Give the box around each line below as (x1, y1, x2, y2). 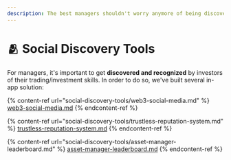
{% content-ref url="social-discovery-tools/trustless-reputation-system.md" (7, 117, 224, 125)
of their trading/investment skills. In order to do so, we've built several (7, 76, 205, 84)
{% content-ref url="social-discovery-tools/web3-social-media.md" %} (7, 96, 210, 104)
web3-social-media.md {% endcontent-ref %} (7, 104, 138, 112)
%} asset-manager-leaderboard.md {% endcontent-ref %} (56, 145, 223, 153)
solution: (19, 83, 45, 91)
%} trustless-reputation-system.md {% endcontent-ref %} (7, 124, 173, 133)
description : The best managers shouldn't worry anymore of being (7, 10, 201, 17)
